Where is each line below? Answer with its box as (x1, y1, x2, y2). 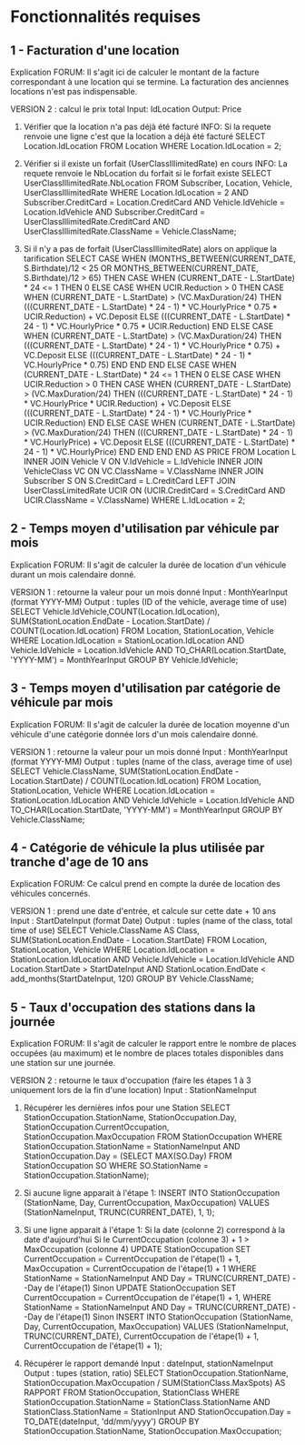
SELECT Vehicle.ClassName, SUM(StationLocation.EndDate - (10, 766, 240, 777)
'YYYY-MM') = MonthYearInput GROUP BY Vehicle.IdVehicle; (10, 654, 239, 665)
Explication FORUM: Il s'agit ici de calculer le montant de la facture (10, 66, 260, 77)
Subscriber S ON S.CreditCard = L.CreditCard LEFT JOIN (23, 476, 236, 486)
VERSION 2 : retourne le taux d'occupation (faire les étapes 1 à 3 (10, 1075, 252, 1086)
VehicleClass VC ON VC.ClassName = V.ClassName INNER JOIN (23, 466, 264, 477)
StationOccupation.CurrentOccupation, (23, 1121, 170, 1133)
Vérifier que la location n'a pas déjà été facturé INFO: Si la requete (23, 121, 271, 132)
